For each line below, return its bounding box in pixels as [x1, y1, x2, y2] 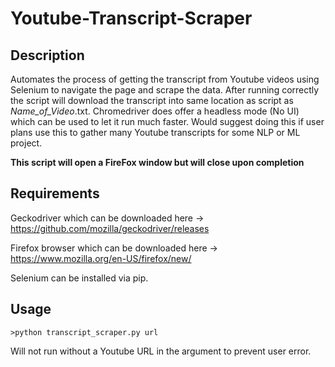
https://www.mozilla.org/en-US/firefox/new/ [10, 252, 192, 264]
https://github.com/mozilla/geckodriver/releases [10, 222, 210, 234]
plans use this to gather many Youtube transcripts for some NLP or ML [10, 127, 301, 138]
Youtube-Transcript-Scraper [10, 7, 253, 30]
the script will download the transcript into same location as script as [10, 95, 294, 106]
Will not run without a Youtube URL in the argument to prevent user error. [10, 345, 312, 357]
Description [10, 47, 85, 64]
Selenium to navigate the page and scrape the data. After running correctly [10, 84, 320, 96]
